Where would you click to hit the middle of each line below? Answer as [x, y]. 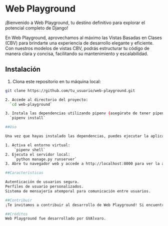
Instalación [23, 69]
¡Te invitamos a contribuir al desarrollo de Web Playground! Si [74, 205]
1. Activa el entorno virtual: [38, 145]
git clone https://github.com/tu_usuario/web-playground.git [70, 91]
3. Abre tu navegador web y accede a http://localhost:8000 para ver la [82, 164]
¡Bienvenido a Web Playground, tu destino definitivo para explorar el [75, 23]
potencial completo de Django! [37, 28]
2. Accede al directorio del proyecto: [47, 100]
